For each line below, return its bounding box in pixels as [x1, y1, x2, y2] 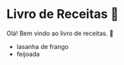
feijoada [16, 50, 40, 58]
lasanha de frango [16, 42, 69, 50]
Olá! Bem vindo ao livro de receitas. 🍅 [6, 29, 114, 37]
